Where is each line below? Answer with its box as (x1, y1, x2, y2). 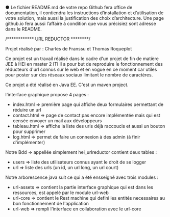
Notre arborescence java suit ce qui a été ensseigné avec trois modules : (5, 174, 159, 180)
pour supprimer (12, 128, 46, 134)
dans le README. (5, 26, 42, 32)
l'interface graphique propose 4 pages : (5, 92, 89, 97)
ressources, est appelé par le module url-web (12, 189, 109, 196)
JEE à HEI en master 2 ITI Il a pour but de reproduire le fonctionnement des (5, 61, 163, 67)
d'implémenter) (12, 140, 45, 145)
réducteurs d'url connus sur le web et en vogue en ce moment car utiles (5, 66, 157, 72)
